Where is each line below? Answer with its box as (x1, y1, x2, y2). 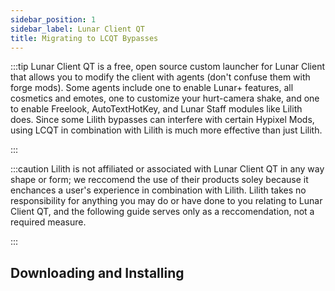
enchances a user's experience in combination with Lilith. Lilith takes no (10, 184, 307, 196)
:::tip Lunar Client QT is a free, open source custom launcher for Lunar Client (10, 61, 325, 73)
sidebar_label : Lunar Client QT (10, 24, 145, 34)
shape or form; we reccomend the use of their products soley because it (10, 174, 309, 186)
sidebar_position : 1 (10, 14, 97, 25)
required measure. (10, 216, 87, 228)
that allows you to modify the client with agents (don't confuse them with (10, 71, 311, 83)
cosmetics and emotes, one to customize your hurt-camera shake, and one (10, 92, 320, 105)
